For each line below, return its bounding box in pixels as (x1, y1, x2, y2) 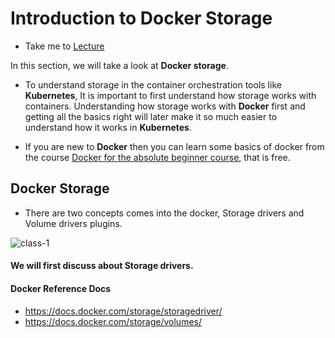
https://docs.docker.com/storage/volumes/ (24, 315, 203, 327)
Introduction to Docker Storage (10, 7, 273, 30)
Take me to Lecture (24, 40, 105, 52)
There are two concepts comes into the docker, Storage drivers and (24, 207, 305, 219)
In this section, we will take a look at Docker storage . (10, 59, 229, 71)
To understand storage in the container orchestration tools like (24, 78, 282, 91)
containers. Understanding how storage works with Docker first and (24, 100, 306, 112)
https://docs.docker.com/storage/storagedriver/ (24, 305, 223, 317)
